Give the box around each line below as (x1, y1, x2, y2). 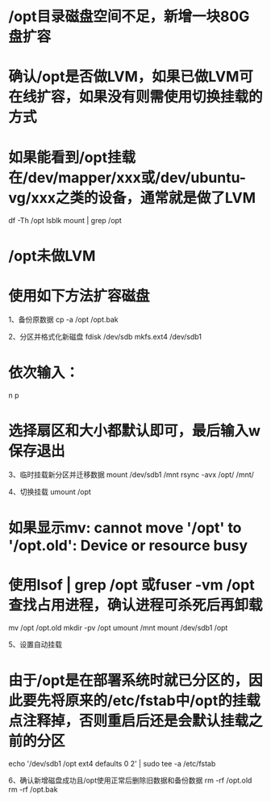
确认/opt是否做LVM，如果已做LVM (8, 68, 240, 86)
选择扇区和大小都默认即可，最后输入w (8, 421, 261, 440)
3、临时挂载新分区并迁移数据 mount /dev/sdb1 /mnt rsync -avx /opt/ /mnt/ (8, 470, 254, 479)
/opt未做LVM (8, 247, 96, 265)
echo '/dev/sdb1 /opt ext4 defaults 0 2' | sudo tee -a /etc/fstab (8, 759, 216, 769)
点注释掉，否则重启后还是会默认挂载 (8, 711, 249, 730)
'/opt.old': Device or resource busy (8, 536, 248, 555)
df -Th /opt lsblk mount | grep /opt (8, 216, 123, 226)
